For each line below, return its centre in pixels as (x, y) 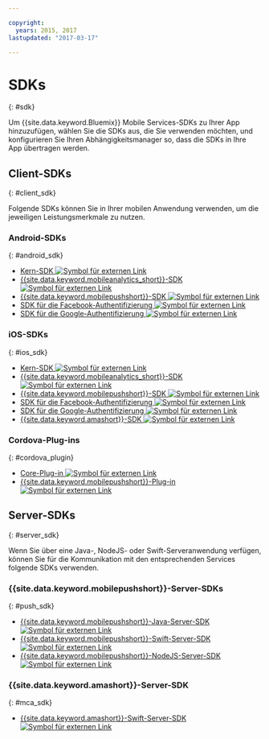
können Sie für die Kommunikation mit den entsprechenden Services (122, 559)
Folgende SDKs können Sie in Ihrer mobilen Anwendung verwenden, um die (134, 208)
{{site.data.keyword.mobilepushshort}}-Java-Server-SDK (115, 621)
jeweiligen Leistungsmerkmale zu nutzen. (77, 217)
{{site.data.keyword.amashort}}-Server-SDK (98, 685)
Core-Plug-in (42, 473)
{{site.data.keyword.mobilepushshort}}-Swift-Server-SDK (115, 639)
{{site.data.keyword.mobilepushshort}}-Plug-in (98, 482)
